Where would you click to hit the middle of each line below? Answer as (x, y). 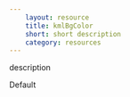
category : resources (63, 42)
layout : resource (57, 17)
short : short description (73, 34)
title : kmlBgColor (59, 26)
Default (23, 85)
